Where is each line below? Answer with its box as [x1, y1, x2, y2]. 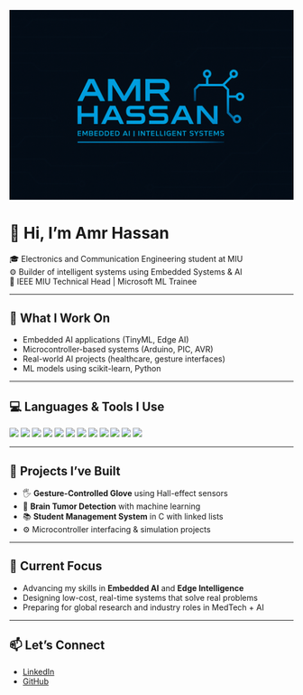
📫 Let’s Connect [9, 638, 106, 653]
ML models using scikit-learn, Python [22, 363, 161, 374]
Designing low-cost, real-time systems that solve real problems [22, 592, 259, 603]
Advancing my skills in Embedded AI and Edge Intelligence [22, 582, 244, 593]
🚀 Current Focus [9, 559, 103, 574]
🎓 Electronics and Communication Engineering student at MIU [9, 253, 243, 264]
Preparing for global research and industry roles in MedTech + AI [22, 602, 264, 613]
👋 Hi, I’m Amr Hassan [9, 222, 170, 243]
